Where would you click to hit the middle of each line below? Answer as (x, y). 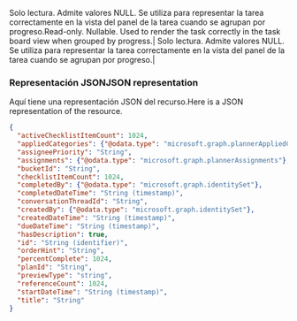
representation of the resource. (66, 111)
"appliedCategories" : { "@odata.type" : (89, 144)
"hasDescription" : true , (63, 234)
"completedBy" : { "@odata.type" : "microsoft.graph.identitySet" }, (140, 185)
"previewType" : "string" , (65, 276)
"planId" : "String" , (55, 267)
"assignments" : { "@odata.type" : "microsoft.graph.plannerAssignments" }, (154, 160)
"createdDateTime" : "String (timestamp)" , (96, 218)
